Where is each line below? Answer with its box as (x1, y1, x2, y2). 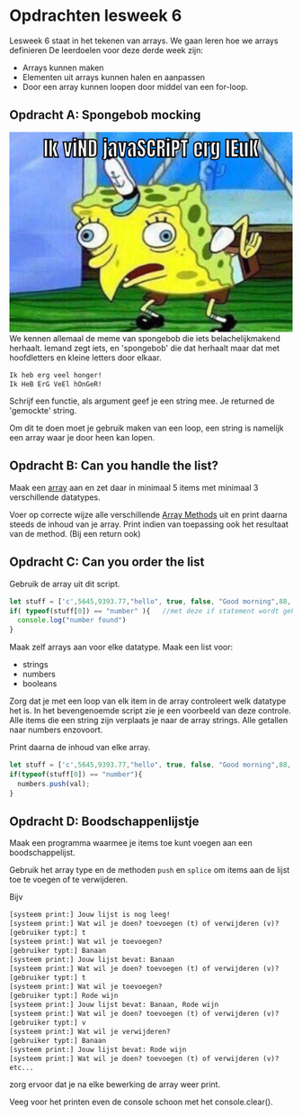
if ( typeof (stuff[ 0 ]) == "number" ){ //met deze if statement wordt (9, 606, 280, 615)
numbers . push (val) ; (17, 779, 91, 788)
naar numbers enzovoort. (9, 724, 103, 735)
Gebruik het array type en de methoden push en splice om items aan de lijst (9, 865, 290, 876)
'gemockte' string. (9, 405, 77, 416)
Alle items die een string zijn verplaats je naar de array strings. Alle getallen (9, 715, 289, 726)
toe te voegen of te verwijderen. (9, 875, 129, 885)
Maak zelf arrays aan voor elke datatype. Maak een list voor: (9, 641, 234, 653)
